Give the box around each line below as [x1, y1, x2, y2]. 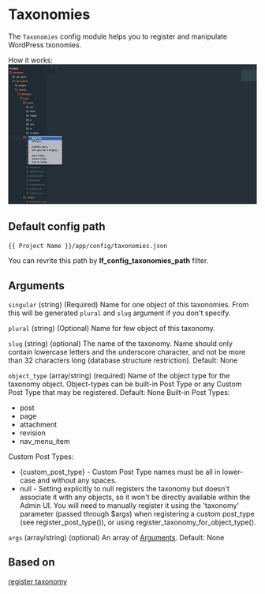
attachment [19, 420, 58, 430]
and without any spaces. [37, 476, 118, 485]
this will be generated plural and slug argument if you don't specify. [8, 308, 231, 318]
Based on [8, 555, 55, 570]
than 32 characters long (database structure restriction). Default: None [8, 355, 238, 365]
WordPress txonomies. [8, 39, 82, 49]
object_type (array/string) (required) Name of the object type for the [8, 371, 230, 381]
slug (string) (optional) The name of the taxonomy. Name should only [8, 339, 233, 348]
